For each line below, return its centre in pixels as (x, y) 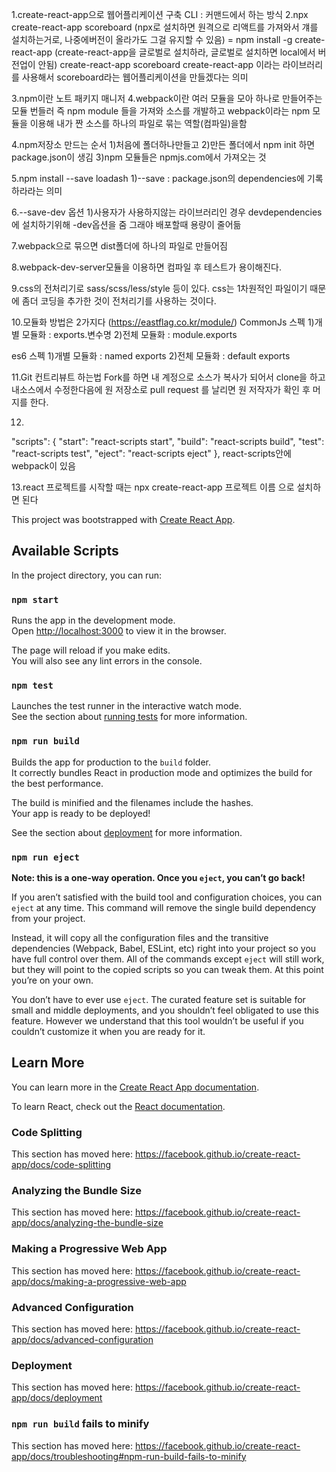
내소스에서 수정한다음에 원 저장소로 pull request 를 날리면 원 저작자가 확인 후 (161, 389)
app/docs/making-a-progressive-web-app (99, 1281)
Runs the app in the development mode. (93, 620)
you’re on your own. (52, 980)
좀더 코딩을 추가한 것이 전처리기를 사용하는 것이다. (119, 301)
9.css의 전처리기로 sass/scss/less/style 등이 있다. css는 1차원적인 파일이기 (159, 288)
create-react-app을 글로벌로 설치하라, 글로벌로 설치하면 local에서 (186, 52)
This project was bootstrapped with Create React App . (123, 519)
